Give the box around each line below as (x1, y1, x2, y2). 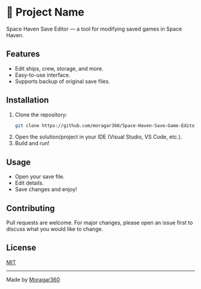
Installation (6, 95, 49, 106)
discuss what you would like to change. (6, 225, 103, 233)
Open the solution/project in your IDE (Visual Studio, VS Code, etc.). (14, 133, 182, 140)
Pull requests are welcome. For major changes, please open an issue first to (6, 219, 193, 227)
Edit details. (14, 179, 44, 186)
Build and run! (14, 140, 50, 147)
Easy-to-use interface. (14, 71, 71, 79)
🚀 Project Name (6, 5, 85, 19)
